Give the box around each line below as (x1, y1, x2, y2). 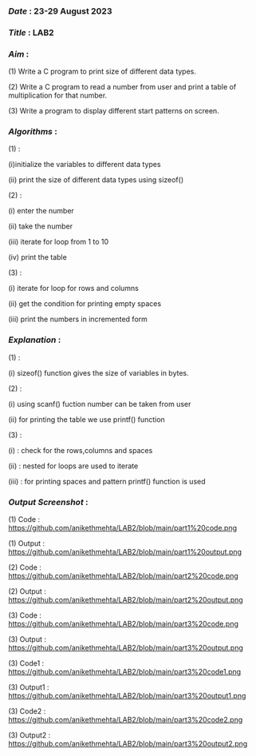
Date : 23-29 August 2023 (8, 6, 112, 17)
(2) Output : (8, 587, 46, 596)
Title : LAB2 (8, 26, 54, 38)
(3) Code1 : (8, 659, 45, 668)
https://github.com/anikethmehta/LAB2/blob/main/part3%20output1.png (8, 691, 246, 701)
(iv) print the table (8, 253, 68, 262)
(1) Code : (8, 515, 41, 524)
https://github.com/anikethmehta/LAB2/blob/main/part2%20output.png (8, 595, 243, 605)
